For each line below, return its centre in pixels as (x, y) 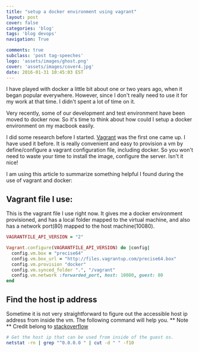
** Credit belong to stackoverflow (47, 326)
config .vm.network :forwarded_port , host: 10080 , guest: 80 (87, 275)
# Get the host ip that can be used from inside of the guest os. (90, 337)
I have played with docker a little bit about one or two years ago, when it (94, 89)
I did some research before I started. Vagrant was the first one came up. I (96, 137)
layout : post (22, 17)
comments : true (25, 50)
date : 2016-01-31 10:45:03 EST (45, 72)
